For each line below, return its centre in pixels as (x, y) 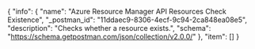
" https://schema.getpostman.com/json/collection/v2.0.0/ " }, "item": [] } (123, 36)
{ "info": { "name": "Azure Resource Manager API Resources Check (117, 11)
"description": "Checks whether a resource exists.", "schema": (109, 28)
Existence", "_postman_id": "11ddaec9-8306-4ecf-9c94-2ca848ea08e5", (127, 20)
